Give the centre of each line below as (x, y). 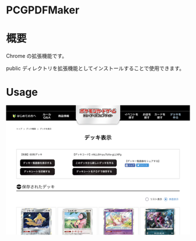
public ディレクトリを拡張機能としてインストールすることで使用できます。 (95, 68)
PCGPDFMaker (43, 10)
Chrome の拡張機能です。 (36, 56)
